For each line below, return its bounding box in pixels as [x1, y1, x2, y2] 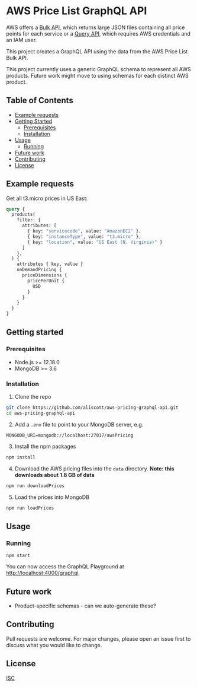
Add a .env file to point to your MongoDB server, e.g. [14, 421, 144, 428]
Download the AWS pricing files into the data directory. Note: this [14, 465, 175, 472]
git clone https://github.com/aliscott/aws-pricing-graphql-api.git [6, 405, 179, 411]
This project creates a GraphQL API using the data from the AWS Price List [6, 47, 188, 55]
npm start [6, 553, 31, 559]
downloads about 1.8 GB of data [14, 471, 95, 478]
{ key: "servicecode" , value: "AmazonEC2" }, [27, 228, 142, 234]
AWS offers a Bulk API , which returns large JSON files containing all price [6, 24, 185, 31]
